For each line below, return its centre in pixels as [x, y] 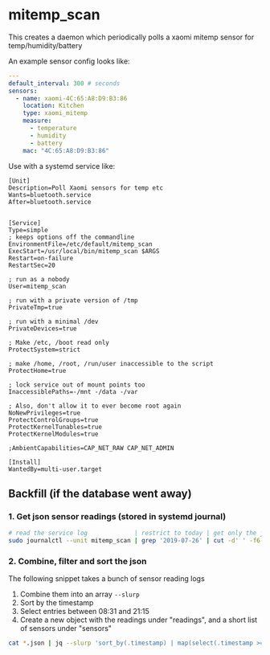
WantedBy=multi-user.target [55, 469]
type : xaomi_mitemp [55, 113]
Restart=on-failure [41, 258]
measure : [37, 121]
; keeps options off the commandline [72, 237]
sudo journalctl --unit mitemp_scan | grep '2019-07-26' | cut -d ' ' [127, 541]
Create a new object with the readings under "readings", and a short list [139, 620]
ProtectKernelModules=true [53, 434]
